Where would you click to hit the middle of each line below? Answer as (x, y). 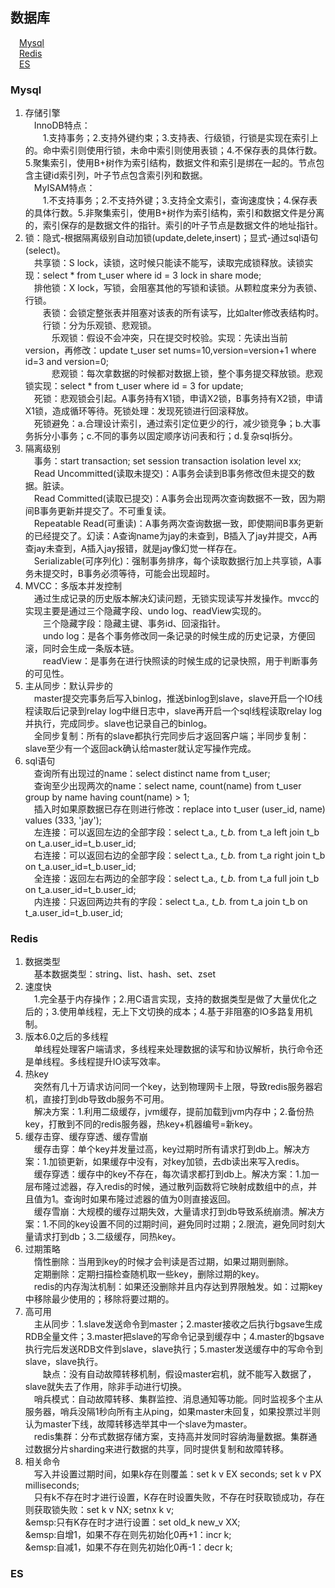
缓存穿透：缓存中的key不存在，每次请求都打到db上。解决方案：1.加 (172, 1174)
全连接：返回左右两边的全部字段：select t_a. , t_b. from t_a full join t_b (176, 879)
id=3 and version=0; (67, 362)
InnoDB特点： (62, 125)
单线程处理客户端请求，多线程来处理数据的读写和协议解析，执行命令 (174, 1049)
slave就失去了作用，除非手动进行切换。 (105, 1387)
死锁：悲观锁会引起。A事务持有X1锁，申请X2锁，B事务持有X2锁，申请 (178, 399)
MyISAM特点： (64, 188)
